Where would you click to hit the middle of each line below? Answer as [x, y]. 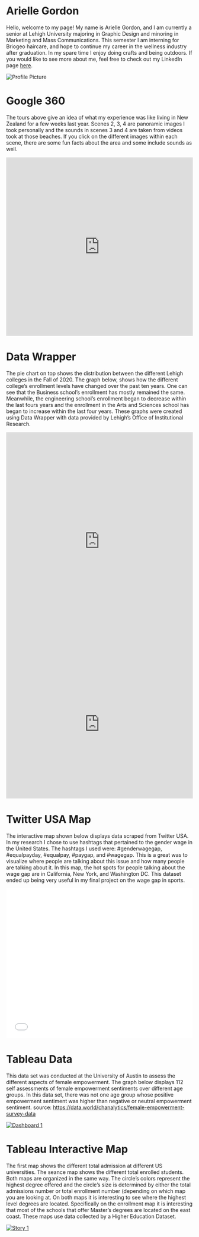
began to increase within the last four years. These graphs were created [94, 411]
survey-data [21, 1113]
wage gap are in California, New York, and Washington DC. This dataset [94, 873]
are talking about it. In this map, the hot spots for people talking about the [96, 868]
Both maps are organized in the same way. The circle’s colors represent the [98, 1178]
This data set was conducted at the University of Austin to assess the [91, 1076]
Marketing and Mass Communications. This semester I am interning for [93, 40]
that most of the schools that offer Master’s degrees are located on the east [98, 1210]
